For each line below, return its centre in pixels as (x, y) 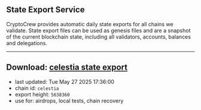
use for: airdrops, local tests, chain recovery (69, 100)
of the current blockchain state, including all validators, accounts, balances (99, 37)
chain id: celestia (37, 88)
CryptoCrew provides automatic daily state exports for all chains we (90, 24)
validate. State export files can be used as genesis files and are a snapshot (98, 30)
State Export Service (45, 10)
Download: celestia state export (67, 67)
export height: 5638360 (42, 94)
